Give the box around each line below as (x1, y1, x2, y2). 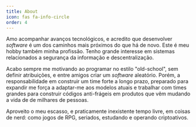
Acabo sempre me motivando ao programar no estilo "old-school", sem (6, 66, 179, 73)
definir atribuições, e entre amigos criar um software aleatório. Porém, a (6, 71, 181, 79)
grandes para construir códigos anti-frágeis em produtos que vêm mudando (6, 90, 191, 97)
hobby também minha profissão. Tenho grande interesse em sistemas (6, 48, 175, 55)
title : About (6, 8, 38, 15)
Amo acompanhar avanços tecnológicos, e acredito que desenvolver (6, 36, 173, 43)
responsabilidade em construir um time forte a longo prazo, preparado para (6, 78, 189, 85)
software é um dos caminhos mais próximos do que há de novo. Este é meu (6, 42, 190, 49)
